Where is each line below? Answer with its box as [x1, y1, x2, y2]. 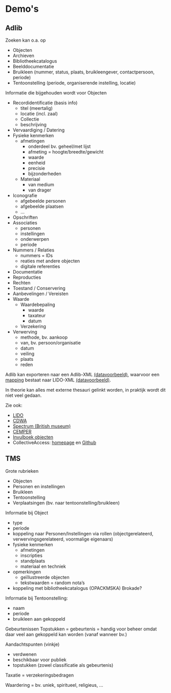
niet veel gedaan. [5, 392, 42, 398]
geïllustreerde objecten [20, 574, 70, 580]
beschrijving [20, 122, 47, 127]
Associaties [12, 220, 37, 226]
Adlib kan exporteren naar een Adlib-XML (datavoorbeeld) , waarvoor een [5, 372, 160, 377]
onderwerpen [20, 236, 50, 242]
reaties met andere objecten [20, 258, 80, 264]
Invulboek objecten [12, 434, 54, 440]
